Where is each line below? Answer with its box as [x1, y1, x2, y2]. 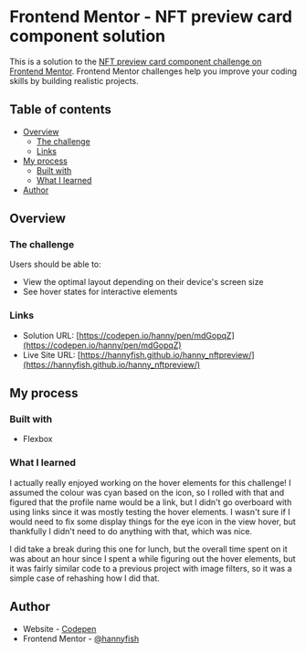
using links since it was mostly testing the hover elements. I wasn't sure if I [9, 506, 290, 517]
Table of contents [9, 102, 111, 118]
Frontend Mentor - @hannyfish [22, 633, 140, 644]
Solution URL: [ [22, 330, 79, 341]
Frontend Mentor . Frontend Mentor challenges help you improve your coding [9, 66, 298, 77]
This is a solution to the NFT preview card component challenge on [9, 56, 262, 67]
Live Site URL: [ [22, 349, 81, 360]
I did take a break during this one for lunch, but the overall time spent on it [9, 543, 288, 554]
